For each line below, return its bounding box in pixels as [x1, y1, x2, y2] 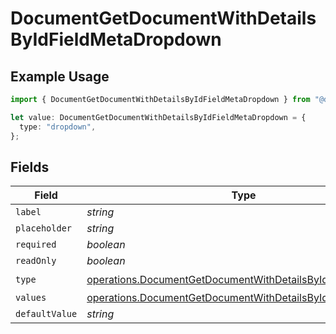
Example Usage [10, 68, 110, 85]
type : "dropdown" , [19, 122, 97, 132]
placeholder [15, 223, 73, 234]
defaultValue [15, 308, 78, 320]
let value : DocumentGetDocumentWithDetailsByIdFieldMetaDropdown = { [10, 112, 307, 122]
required [15, 239, 57, 251]
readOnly [15, 255, 57, 267]
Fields [10, 158, 50, 176]
